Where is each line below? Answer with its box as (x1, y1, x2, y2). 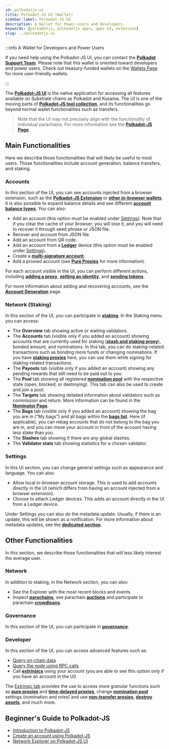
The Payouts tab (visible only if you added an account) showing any (12, 365, 155, 371)
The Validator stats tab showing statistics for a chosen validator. (12, 440, 147, 447)
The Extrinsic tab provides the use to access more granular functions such (5, 683, 160, 689)
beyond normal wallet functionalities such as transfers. (5, 106, 120, 112)
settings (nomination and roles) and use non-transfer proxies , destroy (5, 694, 153, 700)
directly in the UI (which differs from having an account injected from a (12, 485, 160, 491)
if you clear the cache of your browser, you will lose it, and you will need (12, 221, 163, 227)
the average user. (5, 555, 42, 561)
